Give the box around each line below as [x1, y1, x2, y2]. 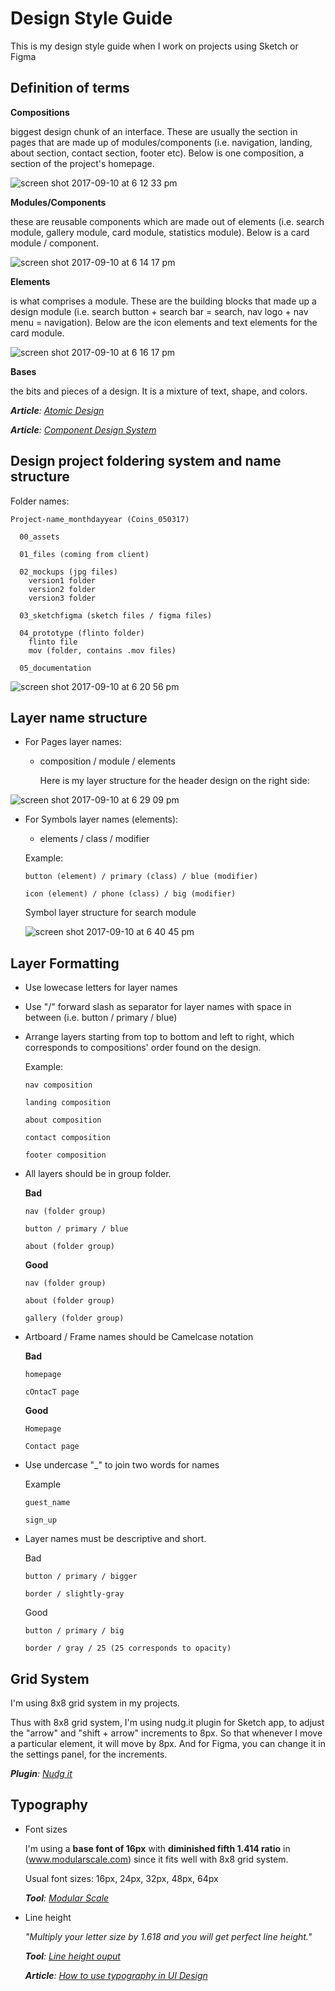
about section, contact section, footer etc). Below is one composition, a [10, 147, 305, 159]
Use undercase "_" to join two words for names [24, 1459, 220, 1471]
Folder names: [10, 495, 70, 507]
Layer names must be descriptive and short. [24, 1533, 207, 1545]
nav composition [24, 1080, 93, 1091]
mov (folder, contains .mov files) [28, 645, 177, 656]
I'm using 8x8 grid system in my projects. [10, 1697, 181, 1709]
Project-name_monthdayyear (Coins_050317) [10, 514, 190, 524]
